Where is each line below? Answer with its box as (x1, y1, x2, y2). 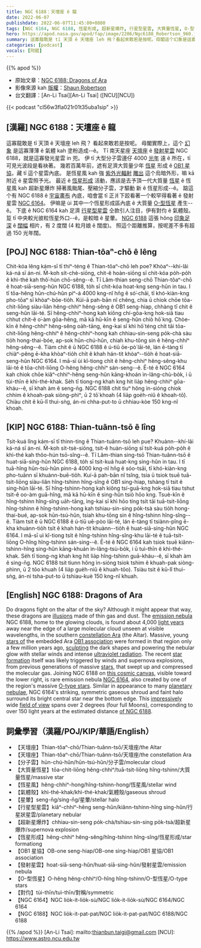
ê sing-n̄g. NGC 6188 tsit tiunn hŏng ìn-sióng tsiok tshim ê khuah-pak (6, 559, 177, 567)
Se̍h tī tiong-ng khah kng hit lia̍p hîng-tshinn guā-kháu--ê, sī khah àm (20, 552, 191, 560)
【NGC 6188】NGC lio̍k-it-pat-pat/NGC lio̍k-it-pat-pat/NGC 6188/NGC (14, 910, 188, 917)
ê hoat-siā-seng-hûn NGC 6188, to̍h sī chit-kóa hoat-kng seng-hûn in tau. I (6, 283, 191, 290)
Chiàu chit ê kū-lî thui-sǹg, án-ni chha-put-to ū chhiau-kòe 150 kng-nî (6, 398, 178, 405)
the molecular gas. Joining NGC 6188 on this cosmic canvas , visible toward (6, 670, 191, 677)
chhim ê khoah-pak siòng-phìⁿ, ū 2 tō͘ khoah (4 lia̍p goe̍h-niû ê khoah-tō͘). (6, 392, 188, 399)
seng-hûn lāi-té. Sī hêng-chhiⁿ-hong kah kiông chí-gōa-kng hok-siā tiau (6, 310, 184, 317)
